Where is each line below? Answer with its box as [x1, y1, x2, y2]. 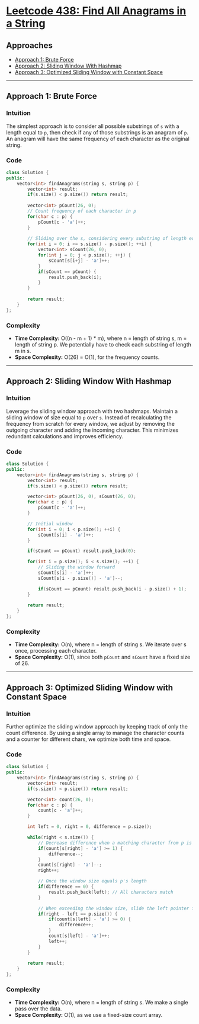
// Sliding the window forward [37, 564, 115, 570]
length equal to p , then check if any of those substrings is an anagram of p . [6, 129, 188, 136]
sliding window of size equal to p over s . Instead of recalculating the [6, 413, 172, 421]
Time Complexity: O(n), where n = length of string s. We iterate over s [14, 641, 187, 648]
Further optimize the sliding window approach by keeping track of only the [6, 723, 188, 730]
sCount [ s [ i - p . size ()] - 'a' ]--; [37, 575, 123, 581]
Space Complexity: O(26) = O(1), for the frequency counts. [14, 354, 160, 361]
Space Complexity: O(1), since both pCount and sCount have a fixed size [14, 653, 191, 661]
